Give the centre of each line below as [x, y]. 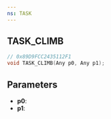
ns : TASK [19, 13]
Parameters [32, 84]
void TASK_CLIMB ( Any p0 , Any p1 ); [56, 63]
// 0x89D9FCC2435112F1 [39, 57]
